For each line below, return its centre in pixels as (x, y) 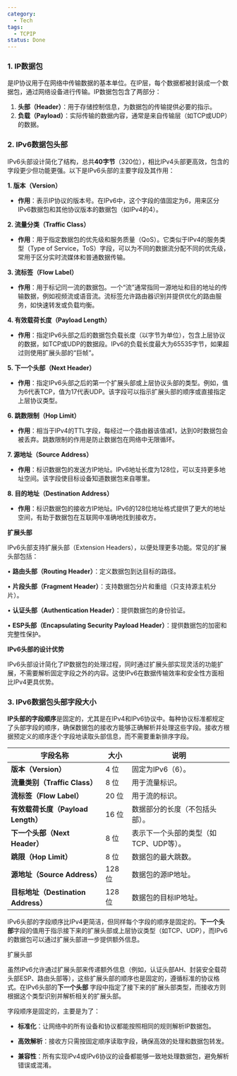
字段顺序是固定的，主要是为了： (54, 1011)
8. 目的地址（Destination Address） (60, 493)
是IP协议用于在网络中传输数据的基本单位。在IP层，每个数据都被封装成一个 (115, 83)
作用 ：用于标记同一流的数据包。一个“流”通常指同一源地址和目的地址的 (119, 287)
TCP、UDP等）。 (158, 844)
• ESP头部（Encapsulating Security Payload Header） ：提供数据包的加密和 (117, 625)
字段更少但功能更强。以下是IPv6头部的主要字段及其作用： (91, 170)
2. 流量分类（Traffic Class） (49, 224)
